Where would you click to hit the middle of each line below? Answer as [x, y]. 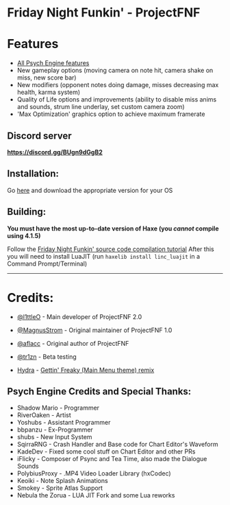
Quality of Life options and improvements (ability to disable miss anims [117, 99]
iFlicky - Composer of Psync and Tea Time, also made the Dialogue [112, 459]
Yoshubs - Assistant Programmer [64, 423]
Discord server [39, 136]
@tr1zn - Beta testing [47, 356]
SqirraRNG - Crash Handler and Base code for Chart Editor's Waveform [117, 445]
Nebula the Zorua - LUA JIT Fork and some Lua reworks [96, 495]
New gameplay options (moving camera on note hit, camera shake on [115, 71]
